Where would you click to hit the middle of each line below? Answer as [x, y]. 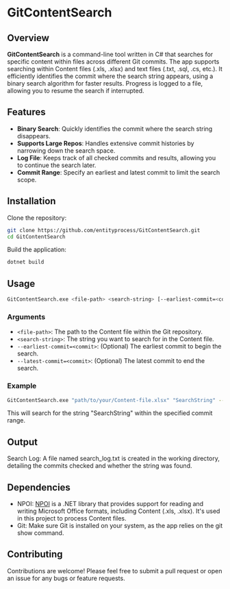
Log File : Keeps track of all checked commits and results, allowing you [116, 158]
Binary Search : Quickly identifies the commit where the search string [115, 129]
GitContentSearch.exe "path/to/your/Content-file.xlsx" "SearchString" [111, 400]
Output [22, 442]
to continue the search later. [56, 165]
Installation [31, 201]
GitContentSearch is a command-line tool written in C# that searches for [110, 54]
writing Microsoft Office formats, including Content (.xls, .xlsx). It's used [118, 511]
